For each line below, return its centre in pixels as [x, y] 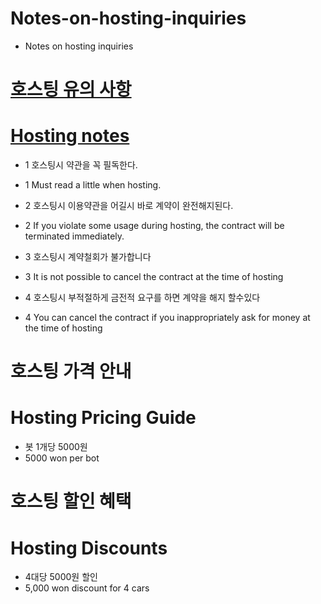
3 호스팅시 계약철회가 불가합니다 [88, 257]
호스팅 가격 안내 [71, 371]
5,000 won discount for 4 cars [87, 588]
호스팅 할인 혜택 [71, 501]
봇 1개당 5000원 [56, 447]
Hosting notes [70, 136]
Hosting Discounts [89, 548]
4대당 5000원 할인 [61, 577]
